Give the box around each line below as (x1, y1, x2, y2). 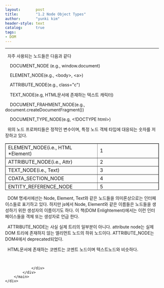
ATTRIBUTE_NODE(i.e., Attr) (8, 158, 73, 165)
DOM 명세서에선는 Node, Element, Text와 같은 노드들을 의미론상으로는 (7, 195, 143, 201)
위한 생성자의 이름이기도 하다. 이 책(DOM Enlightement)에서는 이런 (18, 207, 146, 213)
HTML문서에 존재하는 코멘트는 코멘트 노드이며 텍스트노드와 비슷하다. (7, 246, 139, 252)
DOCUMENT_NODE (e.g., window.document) (9, 63, 101, 68)
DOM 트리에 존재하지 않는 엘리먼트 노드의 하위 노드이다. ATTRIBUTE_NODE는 (5, 230, 155, 236)
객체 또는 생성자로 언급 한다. (26, 213, 80, 219)
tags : (5, 30, 16, 35)
